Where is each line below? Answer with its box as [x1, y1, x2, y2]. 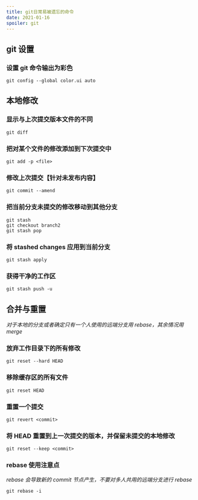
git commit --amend [6, 188, 56, 194]
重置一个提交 [6, 403, 44, 411]
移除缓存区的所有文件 [6, 373, 68, 381]
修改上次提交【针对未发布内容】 [6, 174, 100, 182]
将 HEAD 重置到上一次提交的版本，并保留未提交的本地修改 [6, 432, 175, 440]
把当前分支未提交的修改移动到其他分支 [6, 203, 118, 212]
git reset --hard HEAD [6, 358, 63, 365]
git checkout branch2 [6, 222, 61, 229]
